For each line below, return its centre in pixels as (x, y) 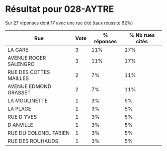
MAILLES (18, 78)
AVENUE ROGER (27, 58)
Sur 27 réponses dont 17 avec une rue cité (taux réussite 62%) (69, 23)
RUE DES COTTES (29, 72)
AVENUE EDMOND (29, 86)
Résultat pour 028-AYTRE (60, 9)
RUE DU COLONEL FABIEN (39, 133)
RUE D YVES (22, 117)
